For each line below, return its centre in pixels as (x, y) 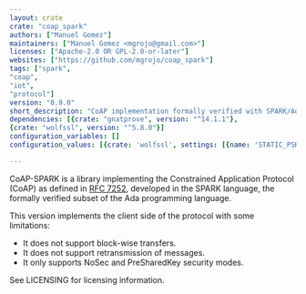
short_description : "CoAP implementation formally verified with (136, 111)
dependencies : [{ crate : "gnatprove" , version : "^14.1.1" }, (124, 119)
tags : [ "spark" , (40, 69)
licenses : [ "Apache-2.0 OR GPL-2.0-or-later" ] (99, 52)
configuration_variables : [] (65, 137)
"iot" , (22, 86)
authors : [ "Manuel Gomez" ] (61, 35)
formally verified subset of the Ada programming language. (121, 198)
